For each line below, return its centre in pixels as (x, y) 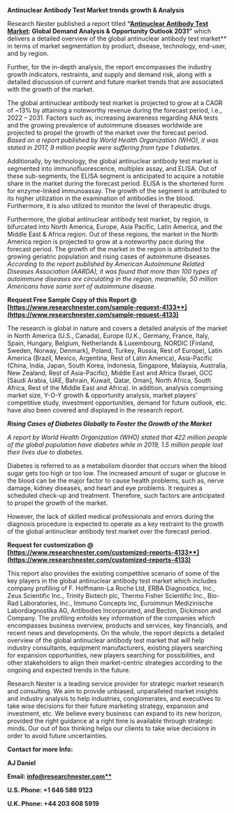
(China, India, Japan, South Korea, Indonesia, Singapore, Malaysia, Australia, (117, 366)
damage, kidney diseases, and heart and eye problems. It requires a (105, 488)
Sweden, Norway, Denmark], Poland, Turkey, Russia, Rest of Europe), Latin (115, 350)
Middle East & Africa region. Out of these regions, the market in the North (113, 234)
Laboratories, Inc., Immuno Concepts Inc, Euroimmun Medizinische (116, 603)
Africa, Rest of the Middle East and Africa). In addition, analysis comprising (115, 388)
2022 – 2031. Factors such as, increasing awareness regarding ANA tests (113, 118)
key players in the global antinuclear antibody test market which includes (112, 581)
